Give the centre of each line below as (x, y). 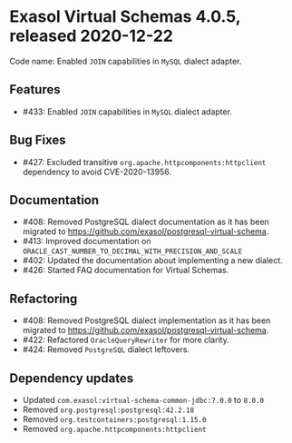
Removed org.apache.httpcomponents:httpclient (114, 429)
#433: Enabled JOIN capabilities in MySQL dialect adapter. (127, 112)
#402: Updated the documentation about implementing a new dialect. (152, 261)
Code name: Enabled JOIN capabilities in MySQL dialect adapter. (126, 61)
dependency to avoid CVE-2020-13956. (97, 172)
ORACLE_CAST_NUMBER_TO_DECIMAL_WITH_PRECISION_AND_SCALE (132, 251)
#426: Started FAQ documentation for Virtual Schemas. (126, 271)
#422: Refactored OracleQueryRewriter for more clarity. (126, 340)
